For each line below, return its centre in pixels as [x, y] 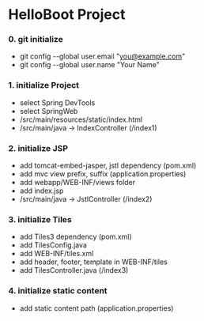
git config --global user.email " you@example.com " [102, 56]
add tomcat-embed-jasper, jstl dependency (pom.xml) [108, 166]
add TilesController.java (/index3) [74, 270]
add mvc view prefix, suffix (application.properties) [103, 174]
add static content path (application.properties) [96, 308]
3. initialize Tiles [40, 219]
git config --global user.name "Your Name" [89, 65]
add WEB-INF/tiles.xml [57, 254]
